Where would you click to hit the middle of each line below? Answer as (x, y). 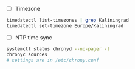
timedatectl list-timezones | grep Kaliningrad (68, 21)
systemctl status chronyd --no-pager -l (58, 49)
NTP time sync (34, 37)
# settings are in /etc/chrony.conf (53, 60)
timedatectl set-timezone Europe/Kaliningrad (65, 26)
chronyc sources (27, 54)
